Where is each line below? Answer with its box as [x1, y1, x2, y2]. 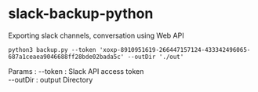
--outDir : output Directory [8, 75, 93, 84]
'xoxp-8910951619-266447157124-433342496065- [99, 46, 251, 53]
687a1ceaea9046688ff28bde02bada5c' [8, 53, 125, 61]
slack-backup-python [8, 5, 154, 23]
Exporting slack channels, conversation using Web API [8, 31, 184, 40]
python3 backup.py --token [8, 46, 96, 53]
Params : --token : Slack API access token [8, 66, 144, 75]
